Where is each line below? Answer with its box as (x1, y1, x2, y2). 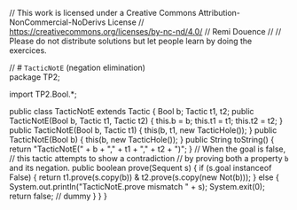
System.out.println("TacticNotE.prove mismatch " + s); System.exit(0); (9, 182, 266, 191)
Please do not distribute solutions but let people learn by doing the (9, 35, 253, 46)
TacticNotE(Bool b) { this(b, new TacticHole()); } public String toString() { (9, 135, 275, 144)
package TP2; (9, 72, 60, 82)
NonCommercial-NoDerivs (9, 17, 106, 27)
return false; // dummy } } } (9, 191, 108, 201)
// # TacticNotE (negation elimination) (9, 62, 146, 73)
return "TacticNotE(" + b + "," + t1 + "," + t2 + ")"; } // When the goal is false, (9, 144, 286, 154)
